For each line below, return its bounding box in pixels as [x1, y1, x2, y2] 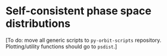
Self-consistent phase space [5, 4, 151, 18]
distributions [5, 17, 71, 30]
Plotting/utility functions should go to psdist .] [5, 43, 117, 50]
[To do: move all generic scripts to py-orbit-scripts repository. [5, 36, 162, 43]
